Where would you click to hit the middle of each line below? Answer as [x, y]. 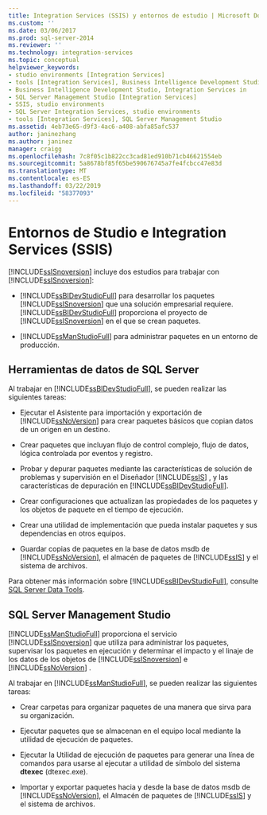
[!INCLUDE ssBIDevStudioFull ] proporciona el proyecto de [114, 312]
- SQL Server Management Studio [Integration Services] [103, 97]
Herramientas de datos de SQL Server [104, 370]
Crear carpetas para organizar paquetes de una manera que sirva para [135, 707]
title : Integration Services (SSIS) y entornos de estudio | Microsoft [129, 16]
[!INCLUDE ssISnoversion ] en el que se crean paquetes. [110, 321]
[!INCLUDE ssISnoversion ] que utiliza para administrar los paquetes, [118, 642]
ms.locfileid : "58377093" [51, 193]
